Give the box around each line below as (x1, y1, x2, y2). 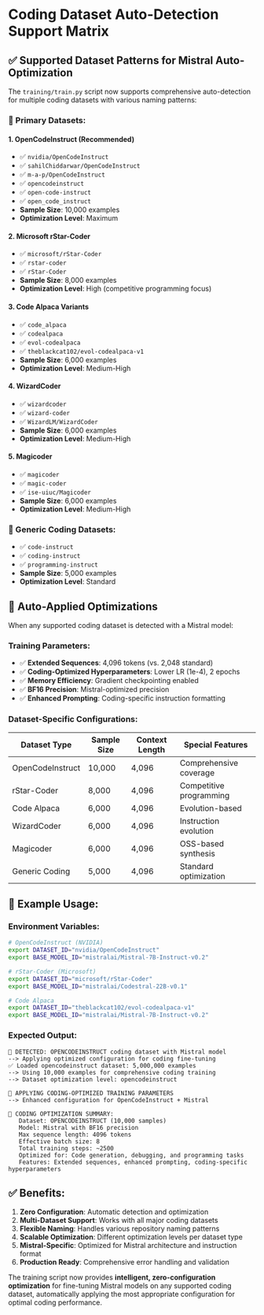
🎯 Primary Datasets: (8, 114, 86, 125)
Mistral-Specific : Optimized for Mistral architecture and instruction (19, 1241, 237, 1250)
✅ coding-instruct (19, 551, 81, 560)
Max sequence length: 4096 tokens (18, 1131, 132, 1139)
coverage (179, 767, 214, 778)
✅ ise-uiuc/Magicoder (19, 487, 92, 496)
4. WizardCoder (8, 381, 61, 391)
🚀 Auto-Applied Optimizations (8, 600, 159, 613)
